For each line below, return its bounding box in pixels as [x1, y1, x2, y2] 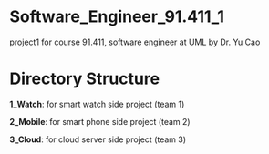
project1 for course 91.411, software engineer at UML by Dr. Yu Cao [9, 36, 261, 47]
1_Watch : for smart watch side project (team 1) [9, 98, 185, 109]
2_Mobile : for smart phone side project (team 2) [9, 116, 191, 127]
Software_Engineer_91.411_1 [9, 6, 225, 27]
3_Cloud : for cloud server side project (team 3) [9, 134, 187, 145]
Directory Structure [9, 68, 160, 89]
